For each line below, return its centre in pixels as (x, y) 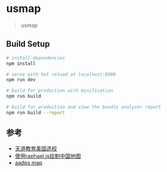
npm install (21, 64)
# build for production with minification (60, 91)
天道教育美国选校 (36, 148)
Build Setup (28, 44)
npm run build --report (36, 113)
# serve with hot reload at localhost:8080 (61, 74)
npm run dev (21, 80)
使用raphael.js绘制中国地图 (48, 156)
